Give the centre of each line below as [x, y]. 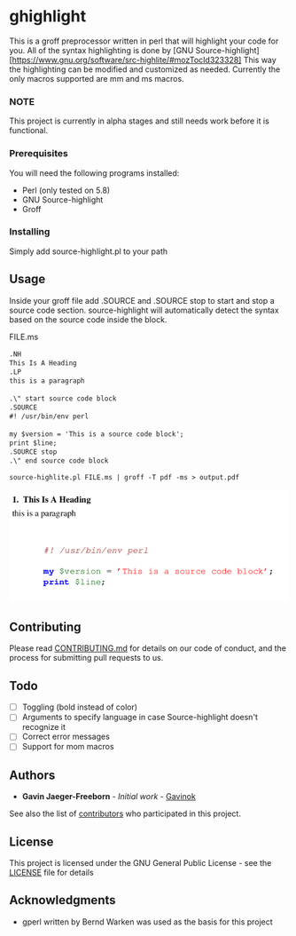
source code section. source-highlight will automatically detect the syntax [144, 310]
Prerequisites [39, 154]
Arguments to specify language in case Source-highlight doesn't [140, 718]
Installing [30, 232]
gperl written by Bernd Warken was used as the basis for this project [147, 922]
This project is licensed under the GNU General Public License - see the [140, 863]
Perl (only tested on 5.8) [66, 190]
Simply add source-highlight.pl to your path [89, 251]
